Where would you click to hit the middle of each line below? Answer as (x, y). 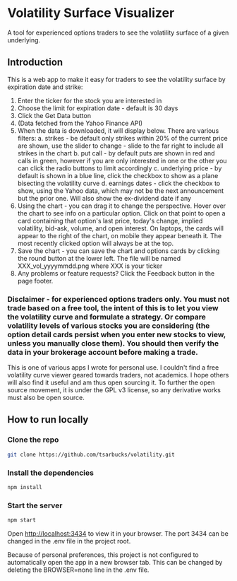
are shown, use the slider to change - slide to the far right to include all (120, 146)
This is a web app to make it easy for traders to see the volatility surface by (116, 79)
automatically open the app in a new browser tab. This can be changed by (115, 562)
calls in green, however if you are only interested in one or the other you (122, 160)
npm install (25, 487)
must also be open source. (46, 398)
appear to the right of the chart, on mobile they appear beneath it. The (120, 235)
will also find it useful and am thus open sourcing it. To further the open (111, 382)
